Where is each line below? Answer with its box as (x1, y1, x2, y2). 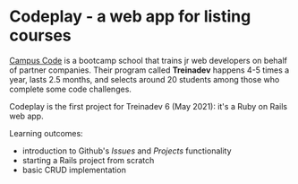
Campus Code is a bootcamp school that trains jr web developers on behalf (9, 55, 288, 66)
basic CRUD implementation (21, 164, 127, 175)
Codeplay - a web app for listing (9, 6, 251, 27)
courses (9, 25, 72, 46)
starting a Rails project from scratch (21, 154, 155, 165)
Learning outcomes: (9, 127, 83, 138)
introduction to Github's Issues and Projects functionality (21, 145, 232, 156)
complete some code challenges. (9, 83, 132, 94)
